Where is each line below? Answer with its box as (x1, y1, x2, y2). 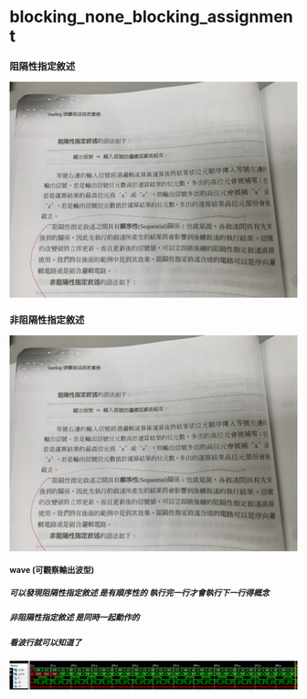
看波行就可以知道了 (9, 637, 82, 648)
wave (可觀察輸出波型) (9, 565, 95, 576)
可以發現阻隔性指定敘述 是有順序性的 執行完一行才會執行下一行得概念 (9, 587, 270, 598)
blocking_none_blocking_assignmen (9, 6, 294, 27)
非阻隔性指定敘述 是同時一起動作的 (9, 612, 140, 623)
